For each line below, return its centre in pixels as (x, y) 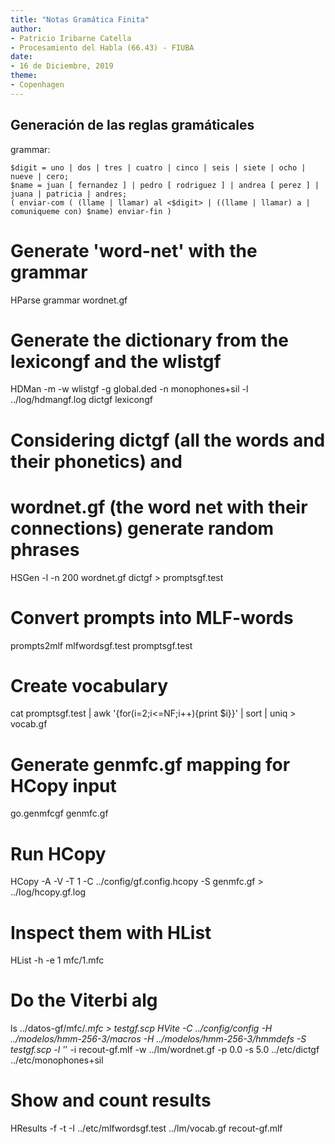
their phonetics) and (96, 461)
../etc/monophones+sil (57, 1060)
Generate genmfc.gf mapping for (150, 764)
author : (26, 29)
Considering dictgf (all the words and (168, 440)
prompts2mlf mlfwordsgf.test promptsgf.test (101, 645)
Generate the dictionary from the (149, 340)
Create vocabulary (89, 685)
